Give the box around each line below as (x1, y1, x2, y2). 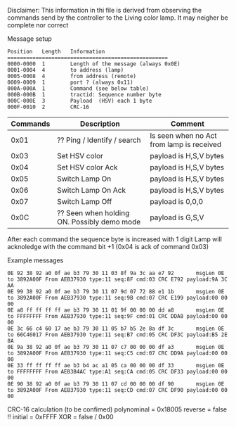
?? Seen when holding (57, 208, 130, 217)
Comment (171, 119, 205, 129)
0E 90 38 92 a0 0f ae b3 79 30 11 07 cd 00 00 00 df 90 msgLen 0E (7, 381, 225, 388)
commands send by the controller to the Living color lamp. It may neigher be (7, 13, 228, 22)
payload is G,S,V (150, 212, 204, 222)
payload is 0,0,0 (150, 197, 204, 206)
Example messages (7, 256, 64, 265)
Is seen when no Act (150, 131, 218, 140)
